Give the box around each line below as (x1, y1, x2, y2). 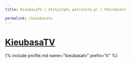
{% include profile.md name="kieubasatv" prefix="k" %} (5, 53, 118, 59)
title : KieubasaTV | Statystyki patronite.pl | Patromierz (5, 7, 127, 12)
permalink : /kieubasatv (5, 16, 53, 21)
